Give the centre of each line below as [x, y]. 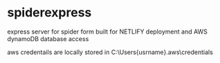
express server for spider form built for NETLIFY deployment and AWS [107, 32]
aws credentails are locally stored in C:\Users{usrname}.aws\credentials [110, 52]
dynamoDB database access [48, 38]
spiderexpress [49, 13]
